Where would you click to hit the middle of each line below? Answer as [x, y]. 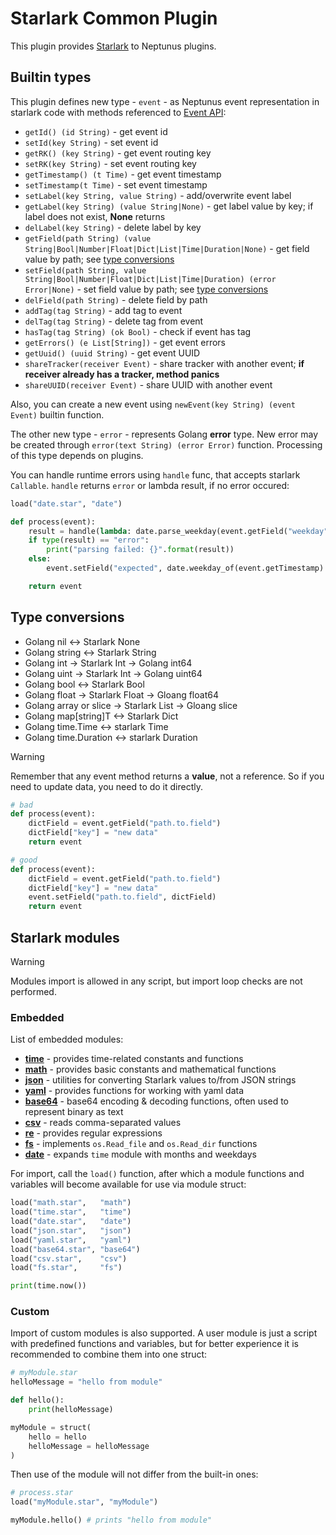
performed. [33, 991]
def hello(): [37, 1400]
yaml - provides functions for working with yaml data [134, 1091]
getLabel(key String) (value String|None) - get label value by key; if [169, 206]
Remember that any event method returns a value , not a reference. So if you [167, 776]
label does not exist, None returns [95, 216]
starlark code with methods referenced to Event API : [118, 112]
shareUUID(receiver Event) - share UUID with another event [148, 384]
